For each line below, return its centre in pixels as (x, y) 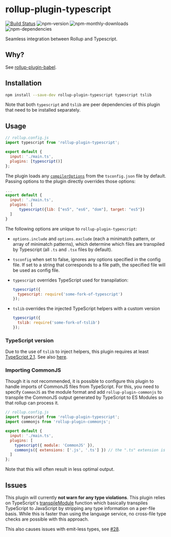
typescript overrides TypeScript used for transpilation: (70, 280)
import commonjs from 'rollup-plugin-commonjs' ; (58, 422)
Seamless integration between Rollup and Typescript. (62, 39)
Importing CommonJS (33, 370)
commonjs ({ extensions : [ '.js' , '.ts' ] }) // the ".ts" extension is (90, 450)
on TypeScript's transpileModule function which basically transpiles (77, 503)
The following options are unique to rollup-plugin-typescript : (71, 228)
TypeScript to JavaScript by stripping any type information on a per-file (80, 508)
